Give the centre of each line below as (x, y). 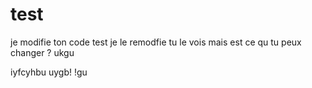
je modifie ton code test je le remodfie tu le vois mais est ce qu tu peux (156, 42)
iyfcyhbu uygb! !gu (49, 72)
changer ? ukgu (42, 52)
